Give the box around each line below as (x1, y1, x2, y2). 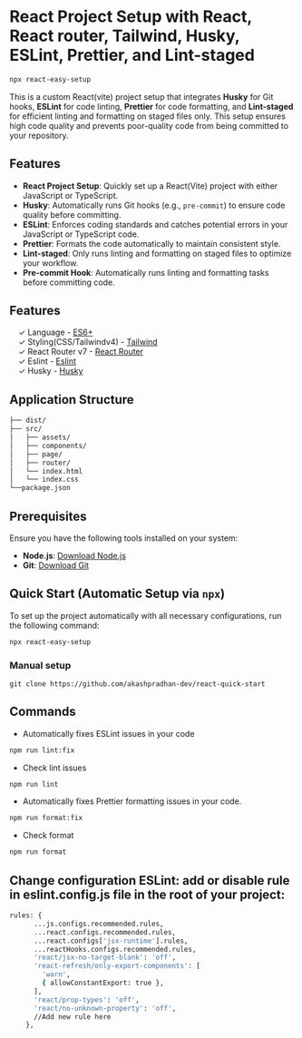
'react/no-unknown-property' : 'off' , (33, 1004, 177, 1013)
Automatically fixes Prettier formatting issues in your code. (22, 796, 242, 807)
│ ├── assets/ (9, 433, 71, 442)
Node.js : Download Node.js (22, 550, 127, 561)
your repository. (9, 130, 70, 141)
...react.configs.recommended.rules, (33, 927, 177, 936)
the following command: (9, 620, 100, 631)
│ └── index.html (9, 466, 83, 475)
